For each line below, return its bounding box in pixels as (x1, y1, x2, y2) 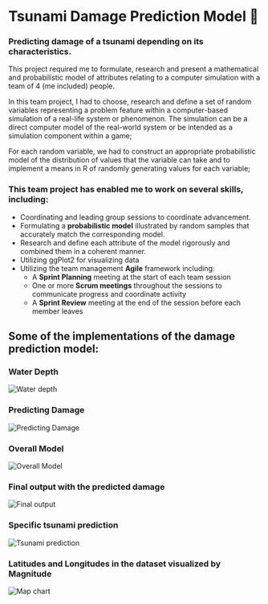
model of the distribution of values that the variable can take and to (8, 155, 230, 165)
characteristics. (8, 46, 72, 57)
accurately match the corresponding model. (19, 229, 165, 239)
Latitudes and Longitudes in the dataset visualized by (8, 558, 221, 569)
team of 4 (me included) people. (8, 81, 115, 91)
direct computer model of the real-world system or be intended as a (8, 122, 233, 132)
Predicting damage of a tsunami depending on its (8, 36, 204, 47)
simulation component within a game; (8, 131, 132, 141)
